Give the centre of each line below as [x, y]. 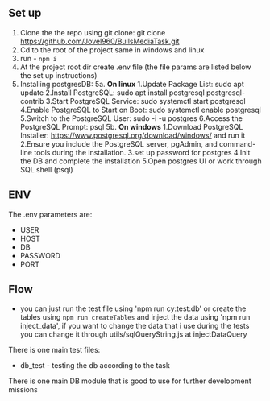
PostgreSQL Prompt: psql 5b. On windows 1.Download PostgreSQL [131, 126]
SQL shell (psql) [47, 169]
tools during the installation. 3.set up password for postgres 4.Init [142, 152]
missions [23, 390]
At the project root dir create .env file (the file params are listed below [135, 67]
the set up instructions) [58, 75]
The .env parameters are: [50, 214]
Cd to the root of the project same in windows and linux [112, 50]
